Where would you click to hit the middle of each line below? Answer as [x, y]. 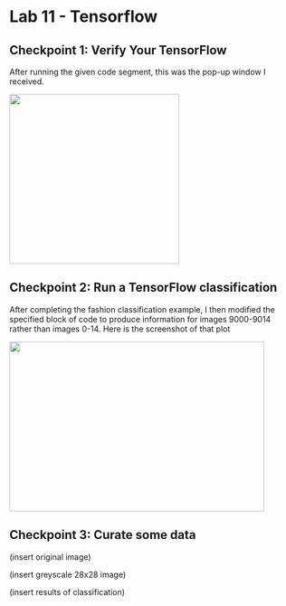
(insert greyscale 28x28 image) [68, 574]
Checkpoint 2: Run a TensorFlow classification [143, 288]
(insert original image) [51, 557]
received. [27, 82]
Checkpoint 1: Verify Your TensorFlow [118, 50]
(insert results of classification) [67, 592]
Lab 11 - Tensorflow [84, 17]
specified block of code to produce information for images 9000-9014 [140, 319]
